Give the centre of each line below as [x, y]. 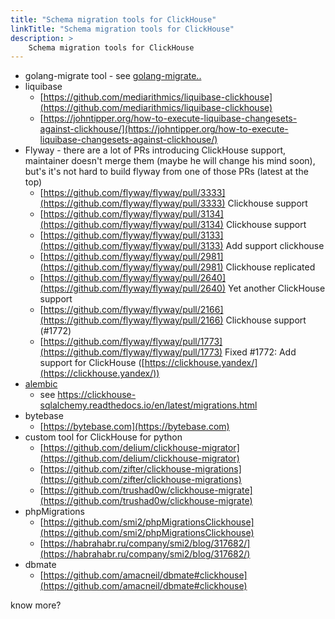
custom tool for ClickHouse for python [103, 437]
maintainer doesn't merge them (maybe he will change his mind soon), [170, 161]
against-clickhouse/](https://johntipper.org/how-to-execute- [164, 129]
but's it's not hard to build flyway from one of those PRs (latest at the [166, 172]
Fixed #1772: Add [260, 352]
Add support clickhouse [275, 246]
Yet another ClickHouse [276, 288]
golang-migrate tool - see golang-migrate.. [113, 76]
